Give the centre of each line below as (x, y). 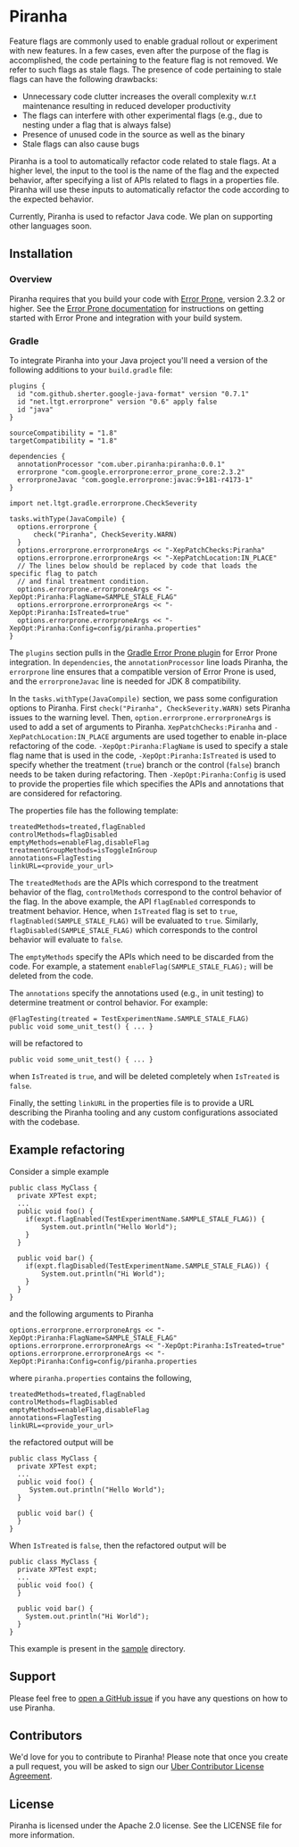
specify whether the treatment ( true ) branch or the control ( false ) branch (145, 764)
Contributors (46, 1735)
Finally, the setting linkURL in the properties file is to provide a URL (132, 1102)
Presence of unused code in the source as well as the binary (133, 134)
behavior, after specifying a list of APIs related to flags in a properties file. (144, 179)
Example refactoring (67, 1150)
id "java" (35, 409)
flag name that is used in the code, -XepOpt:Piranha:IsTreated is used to (143, 755)
